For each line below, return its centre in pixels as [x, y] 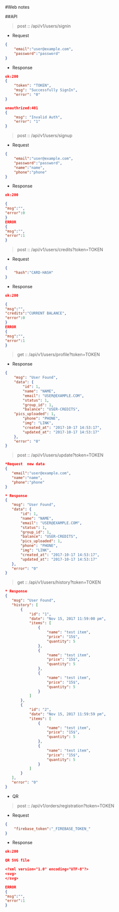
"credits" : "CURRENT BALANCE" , [36, 313]
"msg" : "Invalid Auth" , [38, 117]
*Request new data [25, 464]
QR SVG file [17, 861]
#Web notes [17, 7]
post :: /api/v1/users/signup [45, 136]
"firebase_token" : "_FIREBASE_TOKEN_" [52, 829]
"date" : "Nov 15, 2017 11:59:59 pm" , [68, 714]
